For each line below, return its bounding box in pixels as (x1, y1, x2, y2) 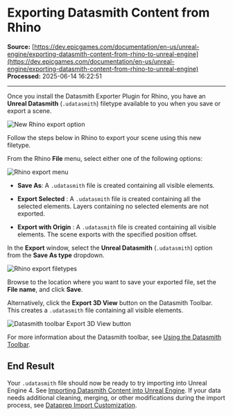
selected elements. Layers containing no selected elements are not (17, 202, 209, 210)
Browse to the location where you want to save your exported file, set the (7, 277, 216, 286)
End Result (7, 361, 55, 372)
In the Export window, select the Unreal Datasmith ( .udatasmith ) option (7, 243, 213, 252)
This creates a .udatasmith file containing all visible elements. (7, 306, 184, 314)
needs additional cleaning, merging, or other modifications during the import (7, 393, 225, 401)
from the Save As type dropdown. (7, 251, 105, 259)
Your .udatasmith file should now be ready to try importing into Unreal (7, 379, 207, 387)
